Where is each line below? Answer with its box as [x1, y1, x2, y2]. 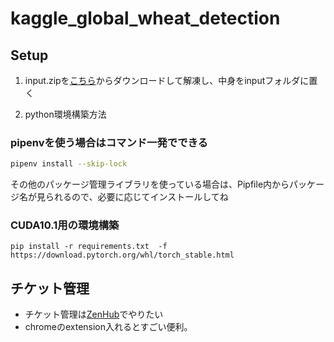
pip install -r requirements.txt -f [10, 242, 168, 252]
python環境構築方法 [24, 108, 107, 120]
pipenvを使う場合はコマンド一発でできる [10, 135, 208, 149]
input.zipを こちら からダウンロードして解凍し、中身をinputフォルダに [24, 75, 310, 86]
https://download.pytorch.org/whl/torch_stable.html [10, 250, 235, 261]
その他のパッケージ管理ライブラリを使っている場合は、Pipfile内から [10, 178, 290, 191]
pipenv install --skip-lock [10, 159, 128, 169]
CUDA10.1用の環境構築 [10, 218, 120, 232]
